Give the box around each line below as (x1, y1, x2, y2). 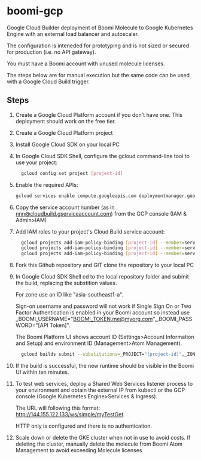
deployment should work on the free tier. (15, 117, 116, 125)
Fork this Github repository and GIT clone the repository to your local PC (15, 262, 194, 269)
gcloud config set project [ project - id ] (21, 170, 123, 176)
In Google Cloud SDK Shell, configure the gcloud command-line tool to (15, 152, 190, 159)
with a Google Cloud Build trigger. (7, 78, 90, 85)
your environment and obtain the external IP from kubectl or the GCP (15, 386, 185, 394)
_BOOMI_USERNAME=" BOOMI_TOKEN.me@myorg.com (15, 316, 153, 323)
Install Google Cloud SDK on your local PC (15, 141, 120, 148)
